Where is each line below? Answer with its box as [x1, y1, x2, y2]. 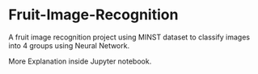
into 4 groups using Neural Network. [8, 40, 130, 50]
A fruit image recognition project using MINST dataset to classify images [8, 32, 251, 42]
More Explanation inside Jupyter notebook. [8, 56, 152, 66]
